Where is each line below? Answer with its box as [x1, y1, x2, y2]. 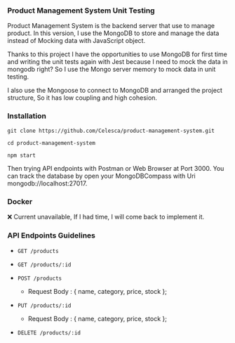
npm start [7, 152, 36, 159]
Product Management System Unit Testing [7, 6, 156, 15]
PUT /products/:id [17, 302, 72, 309]
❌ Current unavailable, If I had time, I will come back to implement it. [7, 212, 205, 221]
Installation [7, 111, 47, 121]
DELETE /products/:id [17, 330, 81, 337]
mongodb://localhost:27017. [7, 179, 88, 188]
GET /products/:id [17, 261, 72, 268]
